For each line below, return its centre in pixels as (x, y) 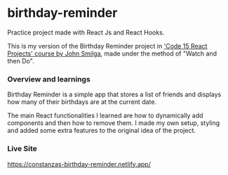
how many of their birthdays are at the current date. (82, 102)
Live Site (22, 149)
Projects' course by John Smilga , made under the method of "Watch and (112, 53)
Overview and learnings (49, 79)
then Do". (21, 60)
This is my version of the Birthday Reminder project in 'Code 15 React (107, 46)
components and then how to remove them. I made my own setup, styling (114, 123)
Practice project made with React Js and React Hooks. (86, 32)
